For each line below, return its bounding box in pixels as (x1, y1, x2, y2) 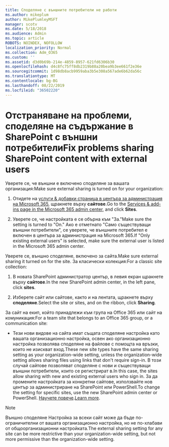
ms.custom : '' (5, 54, 36, 60)
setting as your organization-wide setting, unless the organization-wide (12, 352, 162, 358)
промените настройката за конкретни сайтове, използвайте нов (12, 379, 153, 385)
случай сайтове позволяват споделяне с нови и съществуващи (12, 363, 151, 369)
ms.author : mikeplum (5, 12, 49, 17)
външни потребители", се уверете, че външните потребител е (12, 227, 148, 233)
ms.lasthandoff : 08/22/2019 (5, 83, 65, 88)
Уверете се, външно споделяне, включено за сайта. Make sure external (5, 253, 158, 259)
